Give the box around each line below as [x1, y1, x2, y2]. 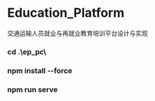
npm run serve [7, 84, 58, 94]
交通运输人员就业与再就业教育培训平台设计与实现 [7, 29, 148, 37]
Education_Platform [7, 5, 125, 21]
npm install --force [7, 65, 73, 75]
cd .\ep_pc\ [7, 47, 47, 57]
